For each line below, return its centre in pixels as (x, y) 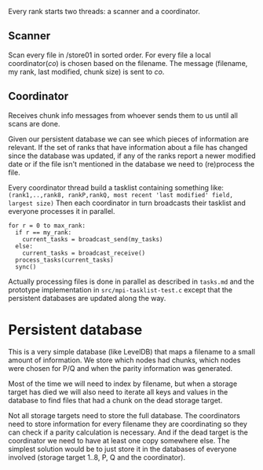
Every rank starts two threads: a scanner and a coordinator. (104, 11)
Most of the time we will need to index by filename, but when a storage (123, 384)
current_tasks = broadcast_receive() (84, 253)
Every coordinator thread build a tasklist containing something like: (116, 187)
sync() (26, 266)
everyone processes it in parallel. (62, 211)
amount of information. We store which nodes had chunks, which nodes (124, 360)
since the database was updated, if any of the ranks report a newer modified (132, 156)
